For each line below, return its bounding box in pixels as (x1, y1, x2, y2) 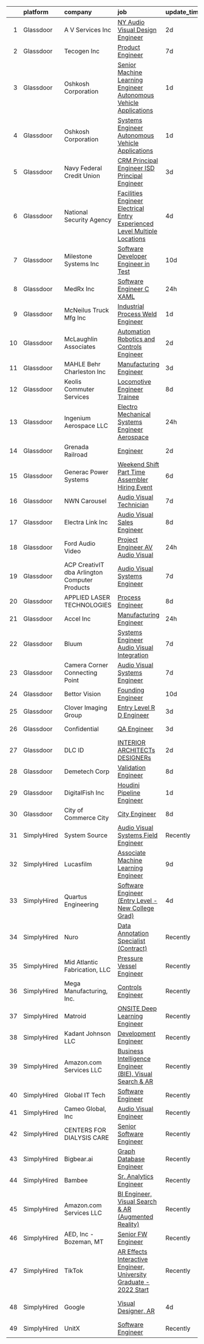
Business (117, 1047, 144, 1055)
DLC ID (64, 746, 84, 754)
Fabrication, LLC (64, 966, 111, 974)
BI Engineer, (117, 1190, 152, 1198)
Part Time (117, 468, 146, 476)
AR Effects (117, 1247, 148, 1256)
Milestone (64, 252, 92, 260)
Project (117, 536, 138, 543)
